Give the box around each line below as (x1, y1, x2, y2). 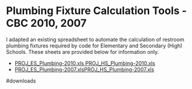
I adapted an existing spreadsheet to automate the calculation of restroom (6, 36, 184, 43)
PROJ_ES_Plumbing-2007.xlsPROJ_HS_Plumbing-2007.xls (14, 66, 155, 73)
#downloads (6, 77, 36, 84)
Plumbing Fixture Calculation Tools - (6, 4, 187, 18)
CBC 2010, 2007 (6, 16, 87, 30)
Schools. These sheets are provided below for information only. (6, 48, 159, 55)
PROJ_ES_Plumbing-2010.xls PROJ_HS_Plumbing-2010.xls (14, 60, 156, 67)
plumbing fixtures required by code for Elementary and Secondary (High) (6, 42, 183, 49)
